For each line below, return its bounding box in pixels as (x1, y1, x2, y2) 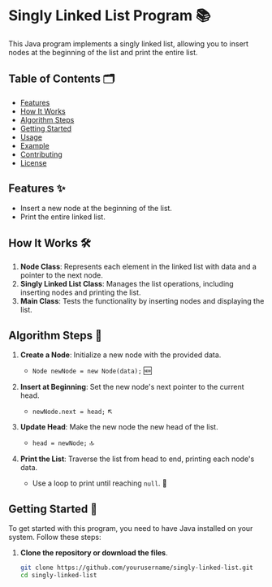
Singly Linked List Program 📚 (8, 6, 211, 25)
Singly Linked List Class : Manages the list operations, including (19, 279, 234, 289)
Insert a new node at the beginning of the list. (19, 203, 173, 213)
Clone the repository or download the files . (19, 548, 168, 557)
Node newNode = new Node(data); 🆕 (32, 366, 152, 376)
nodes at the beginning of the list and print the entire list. (8, 47, 198, 57)
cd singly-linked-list (19, 571, 97, 579)
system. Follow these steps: (8, 533, 101, 542)
